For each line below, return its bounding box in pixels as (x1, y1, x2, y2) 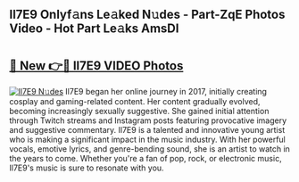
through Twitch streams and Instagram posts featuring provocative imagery (9, 115, 287, 126)
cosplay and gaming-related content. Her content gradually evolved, (9, 96, 261, 106)
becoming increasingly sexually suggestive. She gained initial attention (9, 106, 270, 116)
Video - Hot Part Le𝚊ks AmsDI (9, 21, 179, 37)
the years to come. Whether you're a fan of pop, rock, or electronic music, (9, 153, 283, 163)
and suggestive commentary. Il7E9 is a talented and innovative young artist (9, 125, 286, 135)
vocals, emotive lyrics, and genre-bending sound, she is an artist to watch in (9, 144, 290, 154)
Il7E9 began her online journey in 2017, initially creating (65, 87, 268, 96)
